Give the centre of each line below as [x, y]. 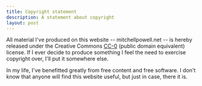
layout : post [23, 23]
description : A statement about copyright [60, 17]
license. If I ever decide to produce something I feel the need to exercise [96, 53]
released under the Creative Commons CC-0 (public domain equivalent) [96, 46]
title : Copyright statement [42, 12]
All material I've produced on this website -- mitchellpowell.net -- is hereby [99, 40]
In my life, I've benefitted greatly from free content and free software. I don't [101, 70]
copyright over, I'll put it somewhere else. [58, 59]
